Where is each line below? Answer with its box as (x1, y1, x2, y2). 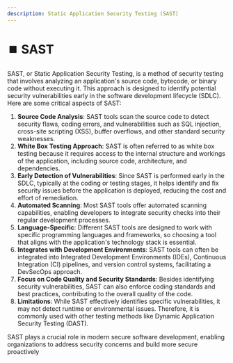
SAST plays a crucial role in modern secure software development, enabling (7, 332, 225, 341)
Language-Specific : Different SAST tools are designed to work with (17, 223, 212, 232)
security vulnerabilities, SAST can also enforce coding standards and (17, 282, 216, 291)
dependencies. (17, 164, 61, 172)
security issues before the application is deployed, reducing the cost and (17, 186, 227, 195)
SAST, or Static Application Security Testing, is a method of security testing (7, 69, 224, 77)
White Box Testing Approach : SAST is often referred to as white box (17, 142, 215, 150)
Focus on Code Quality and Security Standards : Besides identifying (17, 275, 214, 283)
